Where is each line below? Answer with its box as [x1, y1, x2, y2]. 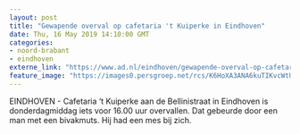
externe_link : [9, 63, 62, 72]
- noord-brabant [9, 46, 70, 55]
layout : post [9, 13, 58, 22]
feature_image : [9, 71, 66, 80]
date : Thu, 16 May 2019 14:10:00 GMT [9, 29, 150, 38]
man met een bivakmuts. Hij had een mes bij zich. [9, 114, 192, 125]
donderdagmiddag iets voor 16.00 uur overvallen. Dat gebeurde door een [9, 105, 279, 116]
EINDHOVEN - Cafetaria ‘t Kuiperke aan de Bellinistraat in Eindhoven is [9, 96, 269, 106]
